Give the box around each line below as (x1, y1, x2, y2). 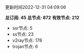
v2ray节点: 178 (12, 37, 42, 43)
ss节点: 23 (12, 31, 34, 37)
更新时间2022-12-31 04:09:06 (5, 4, 66, 10)
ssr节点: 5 (12, 25, 33, 31)
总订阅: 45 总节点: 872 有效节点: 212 (5, 15, 80, 21)
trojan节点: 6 (12, 44, 38, 49)
